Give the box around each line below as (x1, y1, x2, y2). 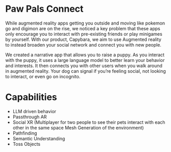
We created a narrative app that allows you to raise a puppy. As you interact (5, 52, 165, 58)
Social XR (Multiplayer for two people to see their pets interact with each (12, 119, 165, 125)
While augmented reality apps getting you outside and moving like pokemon (5, 20, 165, 26)
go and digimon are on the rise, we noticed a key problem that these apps (5, 25, 161, 31)
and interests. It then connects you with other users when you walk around (5, 62, 162, 69)
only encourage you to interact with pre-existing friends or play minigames (5, 31, 162, 37)
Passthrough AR (12, 114, 47, 120)
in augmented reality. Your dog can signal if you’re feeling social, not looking (5, 68, 166, 74)
